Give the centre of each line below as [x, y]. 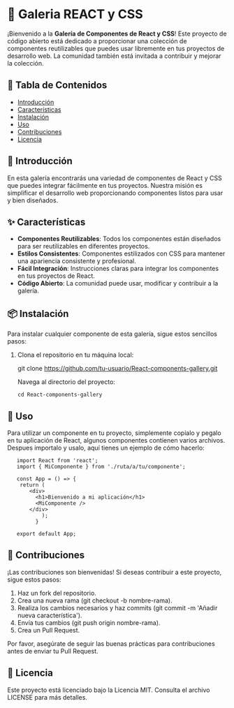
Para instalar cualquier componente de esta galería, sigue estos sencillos [112, 334]
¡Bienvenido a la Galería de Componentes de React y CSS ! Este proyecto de [117, 34]
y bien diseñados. [33, 200]
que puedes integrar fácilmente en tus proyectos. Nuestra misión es [105, 185]
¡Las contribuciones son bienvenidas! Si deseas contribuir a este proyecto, [115, 572]
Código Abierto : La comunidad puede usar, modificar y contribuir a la [118, 283]
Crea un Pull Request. [49, 630]
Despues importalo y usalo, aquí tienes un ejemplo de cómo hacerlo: [106, 448]
